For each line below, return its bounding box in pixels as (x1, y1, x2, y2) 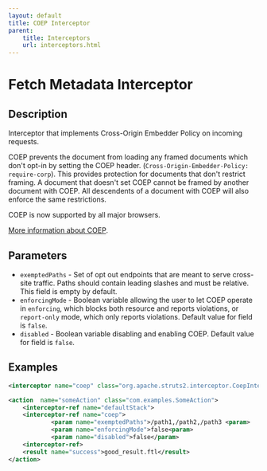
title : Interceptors (22, 33, 91, 42)
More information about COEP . (8, 226, 109, 235)
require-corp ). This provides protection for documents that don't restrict (8, 169, 246, 179)
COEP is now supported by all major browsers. (8, 210, 161, 220)
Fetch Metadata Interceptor (8, 76, 193, 94)
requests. (8, 137, 40, 147)
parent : (8, 26, 34, 34)
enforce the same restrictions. (8, 194, 107, 204)
